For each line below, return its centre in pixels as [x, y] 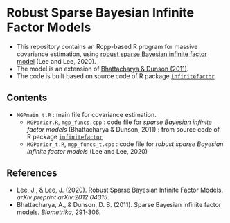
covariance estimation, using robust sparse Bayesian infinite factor [112, 54]
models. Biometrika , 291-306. [59, 212]
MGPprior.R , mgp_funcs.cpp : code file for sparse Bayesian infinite [120, 122]
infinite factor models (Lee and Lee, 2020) [87, 151]
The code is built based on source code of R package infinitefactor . [116, 76]
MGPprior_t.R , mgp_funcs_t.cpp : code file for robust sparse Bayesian [125, 144]
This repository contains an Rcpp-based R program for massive [107, 46]
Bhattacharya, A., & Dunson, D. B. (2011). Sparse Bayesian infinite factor [119, 204]
